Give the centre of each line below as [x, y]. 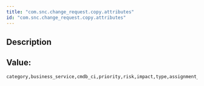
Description [29, 42]
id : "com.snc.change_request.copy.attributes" [66, 18]
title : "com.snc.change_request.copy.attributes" [70, 12]
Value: [19, 63]
